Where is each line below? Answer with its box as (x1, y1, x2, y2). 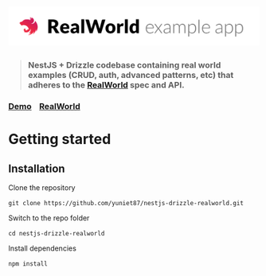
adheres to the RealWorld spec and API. (27, 80, 185, 91)
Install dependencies (8, 243, 77, 253)
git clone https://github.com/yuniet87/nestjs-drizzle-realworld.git (8, 200, 244, 208)
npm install (8, 260, 48, 268)
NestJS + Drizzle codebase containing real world (27, 60, 221, 71)
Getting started (8, 130, 111, 149)
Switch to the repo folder (8, 213, 90, 223)
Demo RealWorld (8, 101, 81, 112)
